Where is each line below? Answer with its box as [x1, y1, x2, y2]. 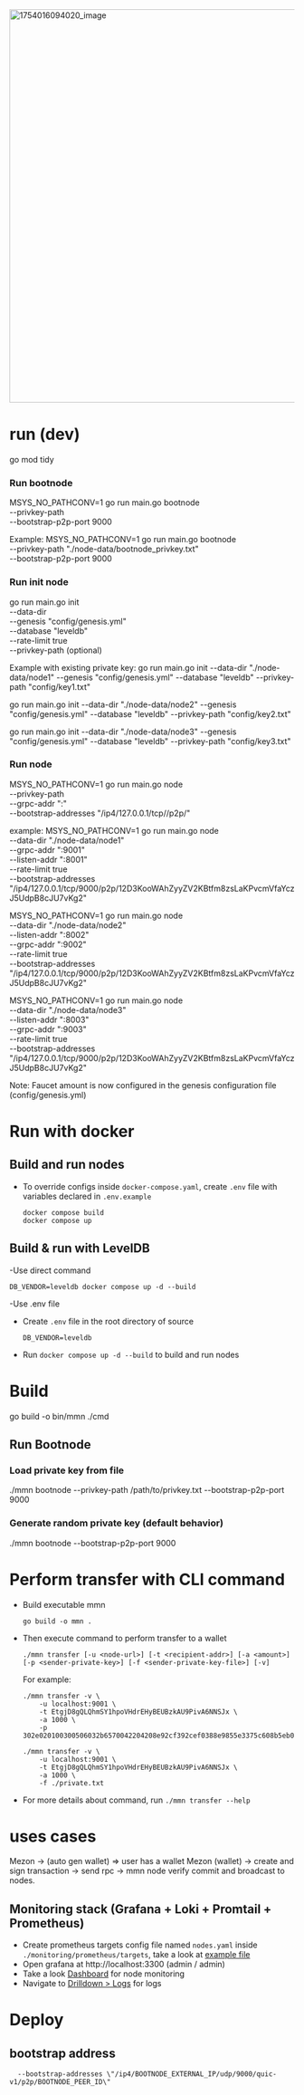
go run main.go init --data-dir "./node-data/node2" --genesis [9, 699, 237, 710]
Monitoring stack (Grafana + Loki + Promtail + [9, 1901, 272, 1917]
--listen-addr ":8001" [9, 854, 88, 865]
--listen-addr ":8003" [9, 1014, 90, 1025]
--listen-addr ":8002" [9, 929, 90, 940]
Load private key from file [9, 1464, 125, 1477]
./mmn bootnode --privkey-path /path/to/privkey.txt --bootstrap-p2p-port [9, 1485, 285, 1496]
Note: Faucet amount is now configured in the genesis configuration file [9, 1079, 277, 1090]
